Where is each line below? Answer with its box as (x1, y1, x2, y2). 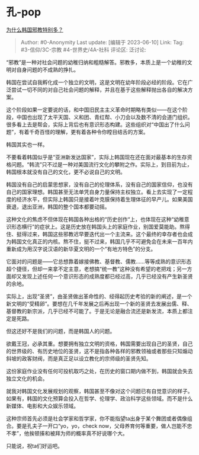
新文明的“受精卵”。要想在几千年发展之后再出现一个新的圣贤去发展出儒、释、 (6, 300, 192, 307)
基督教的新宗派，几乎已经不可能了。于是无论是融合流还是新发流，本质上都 (6, 307, 188, 315)
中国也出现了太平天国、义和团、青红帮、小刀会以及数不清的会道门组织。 (16, 113, 193, 120)
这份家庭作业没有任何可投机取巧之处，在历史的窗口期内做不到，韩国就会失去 (6, 367, 193, 374)
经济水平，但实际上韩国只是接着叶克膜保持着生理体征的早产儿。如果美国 (16, 196, 193, 203)
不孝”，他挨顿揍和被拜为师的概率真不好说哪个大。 (6, 430, 129, 437)
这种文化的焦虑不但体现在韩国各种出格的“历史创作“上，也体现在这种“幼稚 (6, 216, 185, 223)
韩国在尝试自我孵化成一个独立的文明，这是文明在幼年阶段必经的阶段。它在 (6, 78, 188, 86)
